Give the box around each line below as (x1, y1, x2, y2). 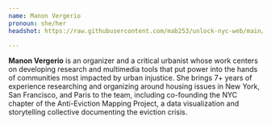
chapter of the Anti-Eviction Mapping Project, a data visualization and (8, 98, 240, 109)
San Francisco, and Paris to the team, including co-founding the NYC (8, 90, 238, 100)
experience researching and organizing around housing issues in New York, (8, 81, 261, 91)
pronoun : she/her (8, 19, 67, 27)
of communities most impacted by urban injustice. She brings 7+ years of (8, 73, 252, 83)
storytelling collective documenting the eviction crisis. (8, 107, 188, 117)
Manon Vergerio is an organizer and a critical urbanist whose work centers (8, 56, 258, 65)
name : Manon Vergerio (8, 11, 81, 20)
